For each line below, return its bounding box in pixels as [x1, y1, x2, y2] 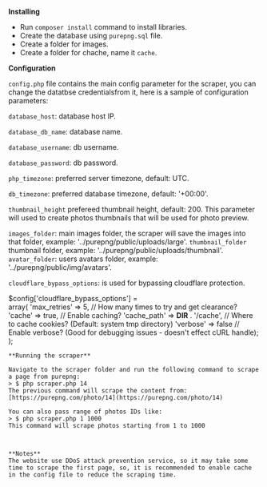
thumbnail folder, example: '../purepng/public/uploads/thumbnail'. [8, 246, 224, 255]
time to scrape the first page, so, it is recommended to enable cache [8, 464, 252, 472]
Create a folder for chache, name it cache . [19, 48, 157, 57]
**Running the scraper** [8, 352, 91, 360]
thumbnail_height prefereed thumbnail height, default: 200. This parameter [8, 204, 255, 214]
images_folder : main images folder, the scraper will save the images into [8, 228, 246, 238]
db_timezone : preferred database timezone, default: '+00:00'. [8, 189, 209, 199]
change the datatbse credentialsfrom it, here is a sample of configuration [8, 87, 249, 97]
